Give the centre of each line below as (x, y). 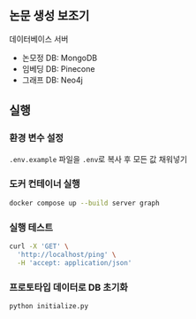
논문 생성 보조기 (49, 16)
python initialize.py (49, 306)
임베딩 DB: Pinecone (58, 68)
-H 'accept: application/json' (75, 263)
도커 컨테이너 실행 (45, 184)
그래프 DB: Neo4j (53, 80)
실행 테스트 (31, 227)
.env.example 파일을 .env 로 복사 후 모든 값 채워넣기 (98, 159)
